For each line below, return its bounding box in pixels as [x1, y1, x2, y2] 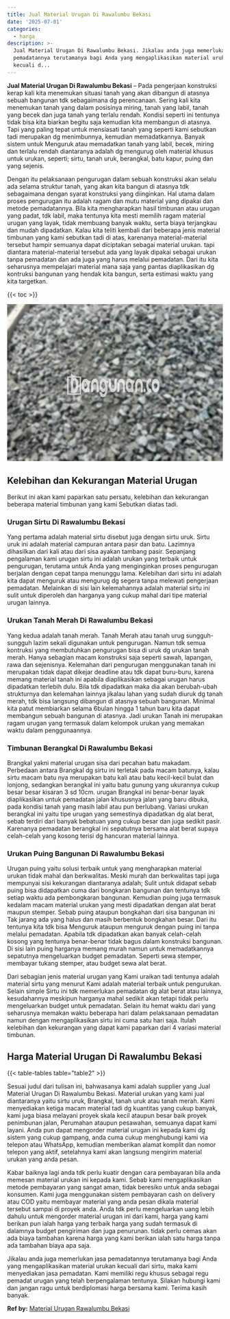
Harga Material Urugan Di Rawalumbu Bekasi [7, 1051, 202, 1062]
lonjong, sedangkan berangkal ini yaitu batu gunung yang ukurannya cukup [7, 780, 220, 789]
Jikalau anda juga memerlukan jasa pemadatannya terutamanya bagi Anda [7, 1254, 218, 1263]
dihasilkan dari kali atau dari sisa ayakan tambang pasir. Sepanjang [7, 548, 196, 556]
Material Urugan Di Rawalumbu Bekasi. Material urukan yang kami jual [7, 1090, 205, 1098]
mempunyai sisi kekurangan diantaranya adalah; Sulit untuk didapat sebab [7, 879, 217, 887]
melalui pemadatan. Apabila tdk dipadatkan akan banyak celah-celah [7, 930, 202, 938]
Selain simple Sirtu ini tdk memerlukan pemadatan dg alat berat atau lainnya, [7, 987, 223, 995]
